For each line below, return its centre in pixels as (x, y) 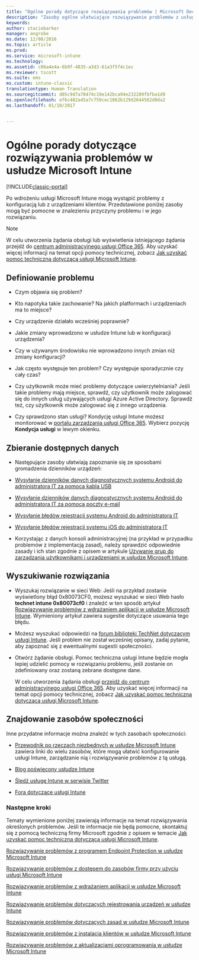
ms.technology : (25, 61)
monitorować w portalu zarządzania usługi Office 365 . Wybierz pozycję (102, 423)
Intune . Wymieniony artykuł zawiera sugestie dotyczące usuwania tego (102, 615)
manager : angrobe (28, 34)
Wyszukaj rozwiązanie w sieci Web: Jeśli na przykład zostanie (91, 590)
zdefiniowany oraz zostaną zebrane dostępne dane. (78, 670)
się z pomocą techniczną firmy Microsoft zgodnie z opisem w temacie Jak (97, 833)
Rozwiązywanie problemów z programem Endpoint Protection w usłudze (95, 851)
